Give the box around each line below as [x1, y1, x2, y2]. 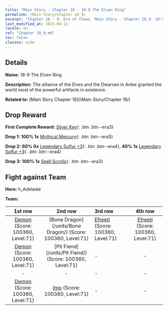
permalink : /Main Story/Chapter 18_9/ [5, 12, 86, 17]
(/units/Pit [45, 249, 69, 256]
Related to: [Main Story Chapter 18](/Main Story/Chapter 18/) [5, 96, 131, 102]
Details [5, 58, 27, 67]
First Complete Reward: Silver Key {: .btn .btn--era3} [5, 124, 114, 130]
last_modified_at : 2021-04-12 [5, 21, 68, 26]
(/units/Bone [51, 222, 81, 229]
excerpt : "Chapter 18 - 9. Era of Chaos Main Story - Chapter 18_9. [5, 16, 153, 21]
